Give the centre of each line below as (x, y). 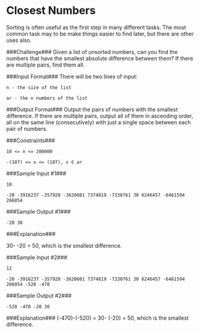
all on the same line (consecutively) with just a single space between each (99, 122)
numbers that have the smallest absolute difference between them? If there (100, 58)
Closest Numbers (51, 11)
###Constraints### (31, 140)
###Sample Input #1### (36, 173)
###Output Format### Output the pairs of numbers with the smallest (92, 109)
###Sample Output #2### (39, 295)
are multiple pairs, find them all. (46, 65)
